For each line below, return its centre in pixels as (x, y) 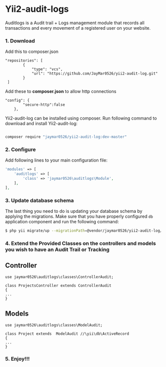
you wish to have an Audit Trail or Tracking (57, 249)
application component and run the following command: (62, 222)
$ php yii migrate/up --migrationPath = (46, 231)
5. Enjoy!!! (18, 359)
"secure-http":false (44, 105)
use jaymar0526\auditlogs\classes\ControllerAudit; (59, 277)
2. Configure (21, 150)
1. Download (20, 41)
